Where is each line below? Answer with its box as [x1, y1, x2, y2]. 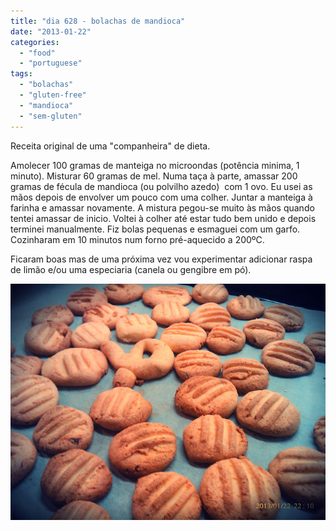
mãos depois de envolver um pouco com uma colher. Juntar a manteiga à [10, 191, 313, 203]
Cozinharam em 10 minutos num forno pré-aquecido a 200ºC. [10, 233, 265, 245]
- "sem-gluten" [19, 111, 83, 121]
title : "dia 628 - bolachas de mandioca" [10, 16, 186, 26]
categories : [10, 37, 60, 47]
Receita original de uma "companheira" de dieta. [10, 140, 211, 152]
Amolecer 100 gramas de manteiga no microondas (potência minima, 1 [10, 159, 300, 171]
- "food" [19, 48, 56, 58]
